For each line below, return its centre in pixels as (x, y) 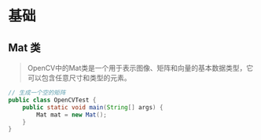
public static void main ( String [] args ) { (93, 107)
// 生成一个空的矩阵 (37, 93)
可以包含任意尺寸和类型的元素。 (79, 78)
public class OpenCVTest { (52, 100)
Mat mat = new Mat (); (72, 115)
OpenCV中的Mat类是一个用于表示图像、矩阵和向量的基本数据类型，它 (140, 68)
